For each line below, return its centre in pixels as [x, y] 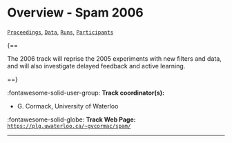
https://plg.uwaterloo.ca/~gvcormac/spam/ [69, 126]
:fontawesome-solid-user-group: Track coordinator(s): [86, 93]
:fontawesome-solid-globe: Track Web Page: [71, 120]
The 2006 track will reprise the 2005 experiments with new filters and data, [115, 58]
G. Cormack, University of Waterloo [68, 106]
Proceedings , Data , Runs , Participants [60, 32]
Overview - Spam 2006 [75, 13]
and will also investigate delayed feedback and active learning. [96, 66]
